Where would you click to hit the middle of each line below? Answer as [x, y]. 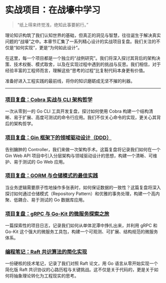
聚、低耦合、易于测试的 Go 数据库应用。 [46, 200]
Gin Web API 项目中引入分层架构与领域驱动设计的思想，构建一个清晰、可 [79, 156]
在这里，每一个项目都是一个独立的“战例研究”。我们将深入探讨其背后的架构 [81, 58]
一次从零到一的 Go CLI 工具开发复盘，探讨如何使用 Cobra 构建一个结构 [77, 111]
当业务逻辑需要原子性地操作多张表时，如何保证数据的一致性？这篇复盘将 [79, 187]
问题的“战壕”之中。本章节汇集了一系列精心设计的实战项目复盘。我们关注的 [81, 41]
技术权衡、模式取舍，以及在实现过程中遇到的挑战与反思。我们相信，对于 [87, 64]
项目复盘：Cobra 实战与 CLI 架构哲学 [49, 99]
